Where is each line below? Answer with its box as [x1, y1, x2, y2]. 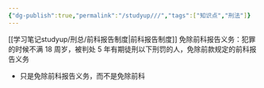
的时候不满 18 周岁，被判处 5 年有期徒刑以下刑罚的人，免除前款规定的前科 [8, 44, 250, 54]
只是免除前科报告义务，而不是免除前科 [19, 71, 145, 80]
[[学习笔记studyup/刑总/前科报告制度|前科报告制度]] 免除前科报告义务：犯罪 [8, 34, 256, 44]
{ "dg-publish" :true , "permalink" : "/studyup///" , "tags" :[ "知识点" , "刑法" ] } [8, 11, 251, 20]
